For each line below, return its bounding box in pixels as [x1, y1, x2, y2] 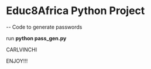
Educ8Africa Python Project [6, 4, 145, 18]
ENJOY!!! [6, 57, 28, 64]
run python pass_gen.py [6, 34, 67, 42]
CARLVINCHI [6, 46, 37, 53]
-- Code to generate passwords [6, 23, 83, 30]
